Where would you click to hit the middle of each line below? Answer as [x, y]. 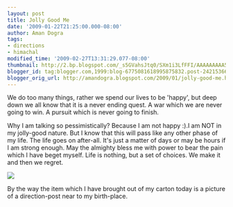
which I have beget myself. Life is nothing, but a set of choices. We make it [114, 155]
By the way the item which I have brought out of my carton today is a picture [116, 189]
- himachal [23, 53]
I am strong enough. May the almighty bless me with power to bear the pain [115, 148]
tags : [15, 39]
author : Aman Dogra [35, 33]
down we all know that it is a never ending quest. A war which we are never [115, 105]
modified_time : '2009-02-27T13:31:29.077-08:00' [79, 59]
